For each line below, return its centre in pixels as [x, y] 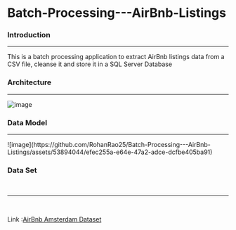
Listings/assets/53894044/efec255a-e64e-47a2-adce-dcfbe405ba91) [110, 152]
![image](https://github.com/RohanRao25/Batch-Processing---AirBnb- [109, 145]
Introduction [29, 35]
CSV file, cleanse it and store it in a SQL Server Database [90, 64]
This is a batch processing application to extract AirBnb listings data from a [116, 57]
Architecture [29, 82]
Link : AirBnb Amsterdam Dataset [54, 219]
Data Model [27, 122]
